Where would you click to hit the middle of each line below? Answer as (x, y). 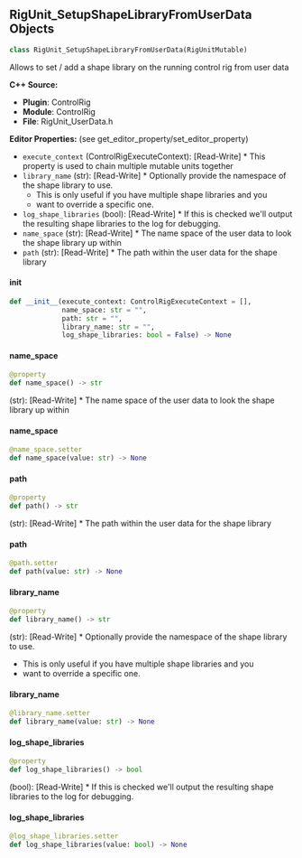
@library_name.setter (50, 713)
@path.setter (34, 564)
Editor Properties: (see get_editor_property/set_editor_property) (129, 138)
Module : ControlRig (59, 111)
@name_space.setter (46, 450)
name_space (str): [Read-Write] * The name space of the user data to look (157, 233)
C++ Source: (34, 84)
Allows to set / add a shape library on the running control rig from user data (149, 67)
